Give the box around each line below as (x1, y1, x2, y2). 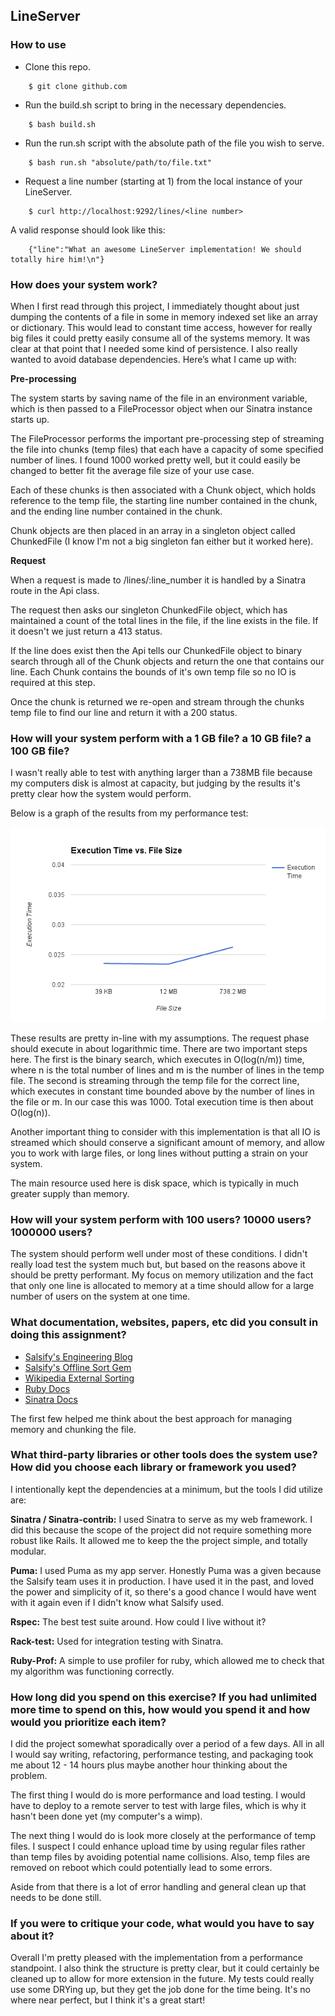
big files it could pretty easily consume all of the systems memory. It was (10, 332, 311, 344)
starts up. (10, 413, 50, 425)
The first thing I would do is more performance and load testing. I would (10, 1789, 306, 1801)
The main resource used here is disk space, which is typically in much (10, 1177, 300, 1189)
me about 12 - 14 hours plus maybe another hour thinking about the (10, 1759, 288, 1771)
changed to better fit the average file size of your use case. (10, 464, 255, 476)
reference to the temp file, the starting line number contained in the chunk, (10, 494, 318, 506)
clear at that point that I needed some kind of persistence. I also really (10, 342, 298, 354)
